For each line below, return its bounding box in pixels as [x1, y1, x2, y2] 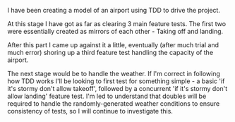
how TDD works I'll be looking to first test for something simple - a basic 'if [7, 77, 225, 85]
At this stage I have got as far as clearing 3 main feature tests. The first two [7, 20, 227, 28]
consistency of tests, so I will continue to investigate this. [7, 107, 173, 115]
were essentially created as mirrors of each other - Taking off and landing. [7, 28, 224, 35]
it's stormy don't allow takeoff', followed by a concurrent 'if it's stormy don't [7, 85, 228, 92]
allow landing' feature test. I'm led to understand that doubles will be [7, 92, 207, 100]
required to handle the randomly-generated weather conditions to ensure [7, 99, 220, 108]
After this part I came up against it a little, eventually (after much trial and [7, 41, 219, 49]
